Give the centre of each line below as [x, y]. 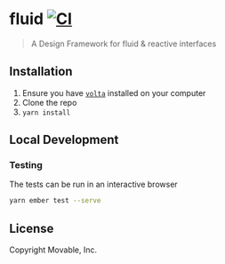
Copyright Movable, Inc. [53, 250]
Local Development [64, 140]
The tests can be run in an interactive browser [93, 184]
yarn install [46, 112]
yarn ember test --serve [55, 201]
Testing [26, 165]
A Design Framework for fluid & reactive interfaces [124, 44]
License [32, 228]
